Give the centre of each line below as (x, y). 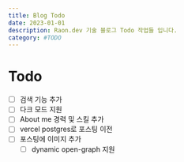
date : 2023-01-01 (37, 23)
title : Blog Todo (37, 15)
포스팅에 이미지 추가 (50, 139)
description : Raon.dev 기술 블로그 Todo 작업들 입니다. (93, 30)
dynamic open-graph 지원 (73, 149)
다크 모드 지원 (41, 109)
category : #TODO (35, 38)
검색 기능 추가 (41, 100)
